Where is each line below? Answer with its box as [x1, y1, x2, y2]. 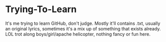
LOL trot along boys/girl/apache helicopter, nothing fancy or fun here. [5, 31, 151, 37]
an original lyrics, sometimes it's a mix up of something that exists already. [5, 25, 161, 31]
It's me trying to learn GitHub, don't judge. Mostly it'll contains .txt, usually [5, 20, 161, 26]
